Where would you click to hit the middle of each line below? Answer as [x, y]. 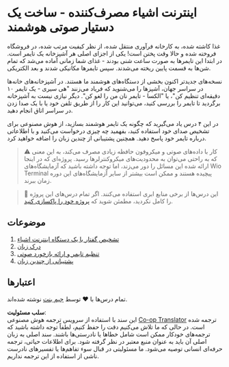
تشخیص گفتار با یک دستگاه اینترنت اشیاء [68, 239]
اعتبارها [21, 282]
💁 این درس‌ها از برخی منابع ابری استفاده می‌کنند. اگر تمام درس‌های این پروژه [121, 194]
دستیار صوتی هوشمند [60, 27]
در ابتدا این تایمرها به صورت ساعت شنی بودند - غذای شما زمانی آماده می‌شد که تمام [114, 60]
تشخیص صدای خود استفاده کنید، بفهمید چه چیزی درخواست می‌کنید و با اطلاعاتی [108, 131]
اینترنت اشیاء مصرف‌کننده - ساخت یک [102, 13]
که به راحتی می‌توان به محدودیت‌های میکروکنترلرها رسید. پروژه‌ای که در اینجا [120, 158]
